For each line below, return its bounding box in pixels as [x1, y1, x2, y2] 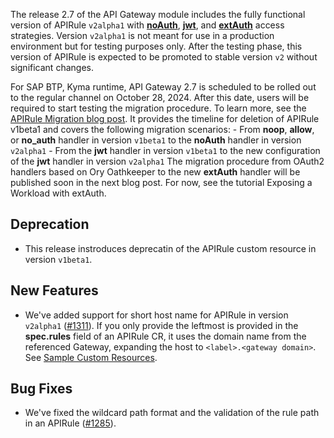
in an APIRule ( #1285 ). [24, 417, 117, 429]
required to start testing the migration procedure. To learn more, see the [10, 102, 307, 114]
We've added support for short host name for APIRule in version [24, 309, 289, 321]
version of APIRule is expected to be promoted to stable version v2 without [10, 51, 318, 63]
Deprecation [10, 216, 90, 233]
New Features [10, 282, 99, 299]
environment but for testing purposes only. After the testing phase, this [10, 40, 303, 52]
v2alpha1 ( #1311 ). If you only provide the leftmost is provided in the [24, 319, 299, 331]
